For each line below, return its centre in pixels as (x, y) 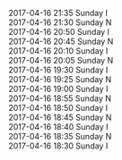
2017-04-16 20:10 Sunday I (58, 51)
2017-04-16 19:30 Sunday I (58, 70)
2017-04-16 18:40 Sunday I (58, 127)
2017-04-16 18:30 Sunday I (58, 146)
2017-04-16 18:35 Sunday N (60, 136)
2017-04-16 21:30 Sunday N (60, 22)
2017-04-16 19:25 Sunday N (60, 79)
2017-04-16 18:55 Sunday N (60, 98)
